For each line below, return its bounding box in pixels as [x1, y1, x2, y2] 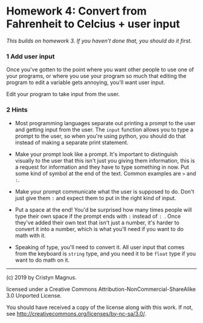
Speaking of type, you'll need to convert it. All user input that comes [14, 243, 185, 250]
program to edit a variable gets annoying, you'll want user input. [6, 79, 166, 86]
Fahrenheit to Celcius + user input [6, 17, 180, 31]
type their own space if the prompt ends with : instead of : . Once [14, 212, 181, 220]
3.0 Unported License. [6, 292, 62, 299]
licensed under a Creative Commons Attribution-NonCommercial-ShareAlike [6, 285, 196, 293]
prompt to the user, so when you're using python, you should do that [14, 132, 186, 140]
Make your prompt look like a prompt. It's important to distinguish [14, 150, 178, 158]
